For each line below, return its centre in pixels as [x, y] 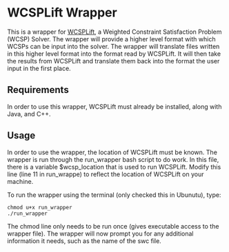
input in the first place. [39, 68]
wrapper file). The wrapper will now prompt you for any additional [100, 233]
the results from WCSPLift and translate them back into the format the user [113, 61]
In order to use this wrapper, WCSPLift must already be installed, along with [114, 106]
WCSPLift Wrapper [62, 13]
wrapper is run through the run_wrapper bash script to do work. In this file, [113, 159]
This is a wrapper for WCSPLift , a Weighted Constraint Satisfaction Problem [114, 32]
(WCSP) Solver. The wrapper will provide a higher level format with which [111, 39]
